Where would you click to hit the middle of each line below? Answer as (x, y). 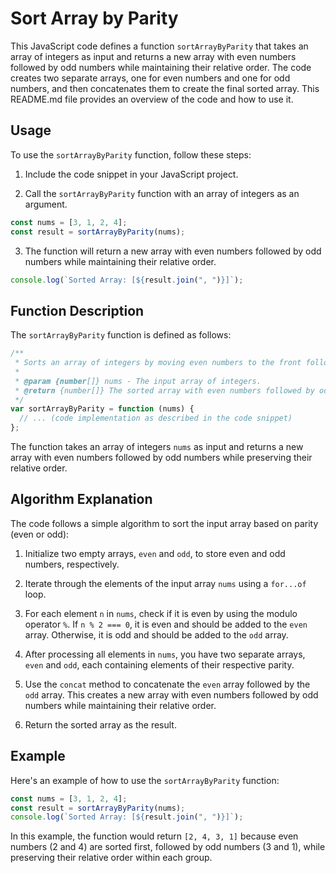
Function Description (77, 310)
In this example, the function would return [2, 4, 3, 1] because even (154, 836)
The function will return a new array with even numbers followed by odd (173, 251)
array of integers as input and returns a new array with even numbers (153, 56)
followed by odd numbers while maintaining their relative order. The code (161, 67)
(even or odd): (40, 534)
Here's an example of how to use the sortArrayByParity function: (145, 780)
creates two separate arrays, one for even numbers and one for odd (150, 78)
